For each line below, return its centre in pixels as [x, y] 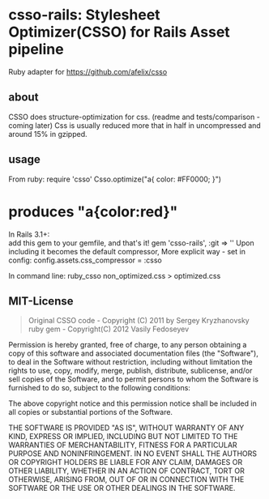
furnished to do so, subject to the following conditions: [99, 388]
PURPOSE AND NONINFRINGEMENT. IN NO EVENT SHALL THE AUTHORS [133, 454]
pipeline [36, 49]
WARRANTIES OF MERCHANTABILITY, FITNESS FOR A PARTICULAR [123, 445]
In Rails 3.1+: [29, 234]
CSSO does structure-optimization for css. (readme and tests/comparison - [134, 117]
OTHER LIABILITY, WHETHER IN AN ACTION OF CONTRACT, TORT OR [126, 471]
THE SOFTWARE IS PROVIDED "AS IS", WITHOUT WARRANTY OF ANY [126, 428]
